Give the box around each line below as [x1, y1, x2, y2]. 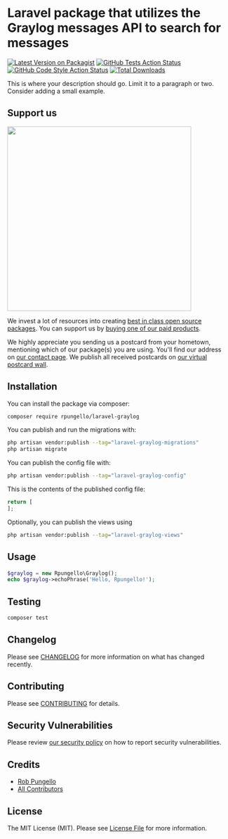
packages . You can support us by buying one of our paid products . [7, 324, 201, 333]
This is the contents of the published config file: [7, 485, 145, 494]
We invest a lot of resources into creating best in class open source [7, 316, 202, 325]
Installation [7, 380, 58, 392]
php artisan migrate [7, 446, 68, 453]
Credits [7, 759, 41, 771]
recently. [7, 660, 33, 669]
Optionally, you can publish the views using [7, 518, 133, 526]
